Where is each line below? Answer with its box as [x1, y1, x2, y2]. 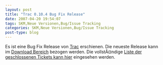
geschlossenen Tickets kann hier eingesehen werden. [5, 54, 115, 60]
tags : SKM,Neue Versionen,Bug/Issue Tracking [5, 21, 101, 26]
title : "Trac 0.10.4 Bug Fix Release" [5, 12, 85, 17]
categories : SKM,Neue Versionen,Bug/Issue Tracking [5, 26, 114, 31]
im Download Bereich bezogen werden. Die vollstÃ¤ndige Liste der [5, 49, 142, 55]
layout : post [5, 7, 32, 12]
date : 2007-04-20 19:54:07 [5, 16, 61, 21]
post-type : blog [5, 30, 39, 35]
